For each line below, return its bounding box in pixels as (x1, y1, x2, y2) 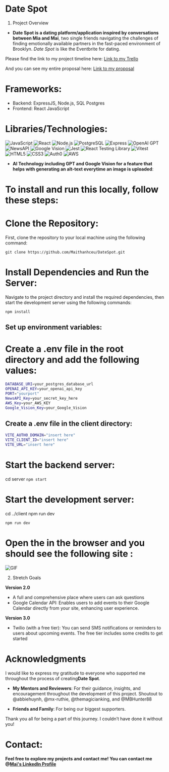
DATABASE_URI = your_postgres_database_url (5, 381, 94, 387)
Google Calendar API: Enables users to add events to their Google (12, 600, 150, 606)
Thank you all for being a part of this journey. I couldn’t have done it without (5, 716, 163, 722)
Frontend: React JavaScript (12, 105, 70, 112)
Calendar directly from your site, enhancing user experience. (12, 605, 139, 611)
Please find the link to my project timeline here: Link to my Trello (5, 55, 139, 61)
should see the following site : (5, 548, 134, 559)
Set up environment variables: (5, 323, 102, 332)
